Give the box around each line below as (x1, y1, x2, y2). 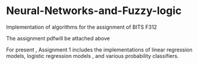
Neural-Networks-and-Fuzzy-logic (6, 4, 182, 18)
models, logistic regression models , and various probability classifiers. (6, 52, 179, 59)
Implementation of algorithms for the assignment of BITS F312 (6, 23, 157, 30)
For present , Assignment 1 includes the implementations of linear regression (6, 46, 193, 53)
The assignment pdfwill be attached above (6, 35, 111, 42)
